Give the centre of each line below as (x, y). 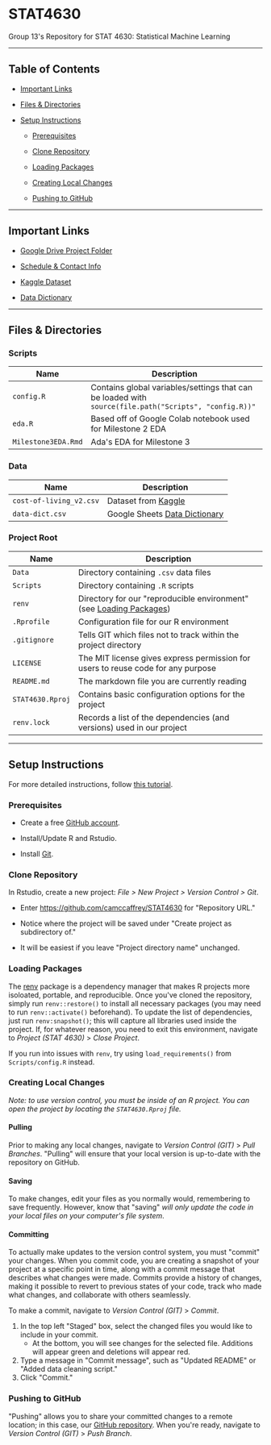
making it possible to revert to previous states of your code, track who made (135, 1286)
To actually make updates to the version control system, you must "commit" (134, 1252)
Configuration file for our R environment (153, 622)
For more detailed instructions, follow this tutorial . (91, 784)
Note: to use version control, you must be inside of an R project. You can (129, 1100)
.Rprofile (31, 621)
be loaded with (119, 398)
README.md (31, 681)
